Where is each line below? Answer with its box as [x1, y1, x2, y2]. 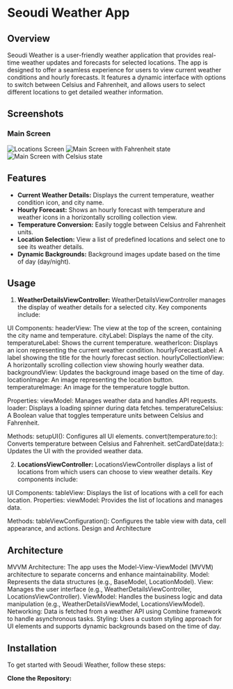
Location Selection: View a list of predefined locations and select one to [17, 235, 226, 243]
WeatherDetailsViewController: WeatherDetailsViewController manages [17, 295, 226, 304]
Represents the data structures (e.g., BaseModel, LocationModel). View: [7, 578, 214, 586]
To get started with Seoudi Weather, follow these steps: [7, 660, 166, 669]
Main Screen [7, 129, 51, 138]
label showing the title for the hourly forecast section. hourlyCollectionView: [7, 353, 225, 362]
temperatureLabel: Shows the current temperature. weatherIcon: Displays [7, 339, 218, 347]
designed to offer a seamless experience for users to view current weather [7, 66, 221, 74]
